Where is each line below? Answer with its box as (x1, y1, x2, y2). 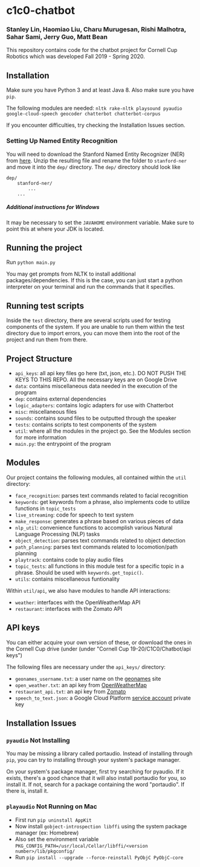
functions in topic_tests (15, 504, 76, 512)
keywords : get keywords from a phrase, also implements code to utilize (15, 498, 190, 505)
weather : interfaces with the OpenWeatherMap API (15, 599, 141, 606)
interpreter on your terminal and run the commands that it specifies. (6, 283, 175, 291)
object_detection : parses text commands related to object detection (15, 537, 186, 544)
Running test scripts (6, 300, 85, 311)
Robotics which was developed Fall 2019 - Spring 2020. (6, 53, 145, 60)
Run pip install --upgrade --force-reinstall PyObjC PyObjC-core (15, 853, 184, 861)
